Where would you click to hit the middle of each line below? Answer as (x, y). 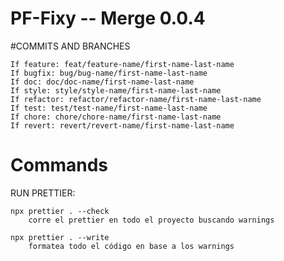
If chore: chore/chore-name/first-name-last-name (116, 117)
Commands (59, 165)
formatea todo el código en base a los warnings (131, 246)
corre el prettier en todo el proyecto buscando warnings (151, 220)
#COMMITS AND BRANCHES (70, 46)
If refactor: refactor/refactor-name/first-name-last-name (136, 99)
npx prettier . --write (60, 237)
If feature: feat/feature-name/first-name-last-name (122, 64)
